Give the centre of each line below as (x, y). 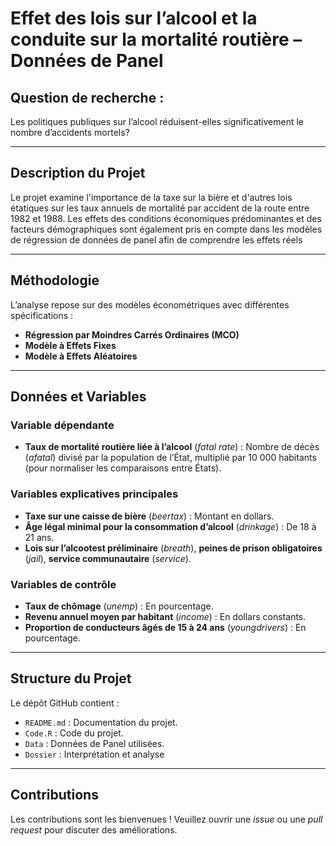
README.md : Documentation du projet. (101, 722)
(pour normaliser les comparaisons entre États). (123, 468)
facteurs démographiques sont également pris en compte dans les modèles (166, 229)
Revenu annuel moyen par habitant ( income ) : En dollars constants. (165, 616)
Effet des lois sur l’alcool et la (134, 18)
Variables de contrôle (63, 584)
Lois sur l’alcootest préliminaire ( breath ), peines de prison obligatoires (173, 548)
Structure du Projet (71, 678)
